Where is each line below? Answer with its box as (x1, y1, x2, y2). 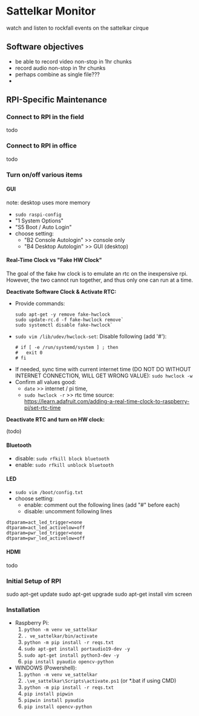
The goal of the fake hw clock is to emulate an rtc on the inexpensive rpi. (6, 270, 188, 278)
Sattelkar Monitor (6, 4, 96, 18)
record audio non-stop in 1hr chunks (15, 64, 106, 71)
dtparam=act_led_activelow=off (6, 525, 85, 531)
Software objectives (6, 42, 84, 52)
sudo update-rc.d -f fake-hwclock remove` (15, 317, 124, 323)
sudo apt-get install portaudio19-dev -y (24, 646, 130, 653)
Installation (6, 605, 41, 614)
